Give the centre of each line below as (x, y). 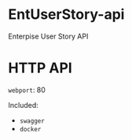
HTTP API (40, 68)
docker (30, 129)
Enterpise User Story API (48, 36)
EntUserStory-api (66, 15)
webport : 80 (27, 90)
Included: (24, 105)
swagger (32, 121)
